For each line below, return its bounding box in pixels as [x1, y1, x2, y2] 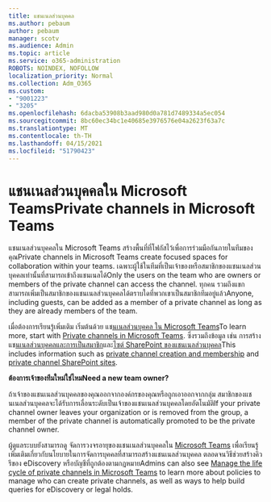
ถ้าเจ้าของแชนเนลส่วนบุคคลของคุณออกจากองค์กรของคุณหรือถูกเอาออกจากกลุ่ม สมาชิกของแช [8, 389, 252, 400]
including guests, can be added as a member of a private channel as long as [8, 298, 262, 307]
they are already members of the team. [8, 306, 138, 316]
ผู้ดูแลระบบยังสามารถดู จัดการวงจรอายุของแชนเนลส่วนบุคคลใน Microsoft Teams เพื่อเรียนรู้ [8, 441, 259, 450]
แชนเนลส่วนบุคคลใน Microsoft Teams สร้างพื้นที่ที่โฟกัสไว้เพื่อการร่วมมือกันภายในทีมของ [8, 243, 253, 253]
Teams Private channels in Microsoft [8, 199, 256, 218]
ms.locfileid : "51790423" [8, 147, 95, 155]
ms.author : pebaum [8, 19, 70, 27]
